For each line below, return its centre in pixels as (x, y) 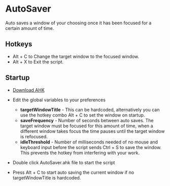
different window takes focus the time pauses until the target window (92, 131)
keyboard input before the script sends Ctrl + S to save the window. (91, 147)
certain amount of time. (30, 28)
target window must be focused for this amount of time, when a (87, 126)
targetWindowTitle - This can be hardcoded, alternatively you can (90, 109)
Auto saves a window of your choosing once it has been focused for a (78, 23)
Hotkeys (19, 44)
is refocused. (34, 136)
